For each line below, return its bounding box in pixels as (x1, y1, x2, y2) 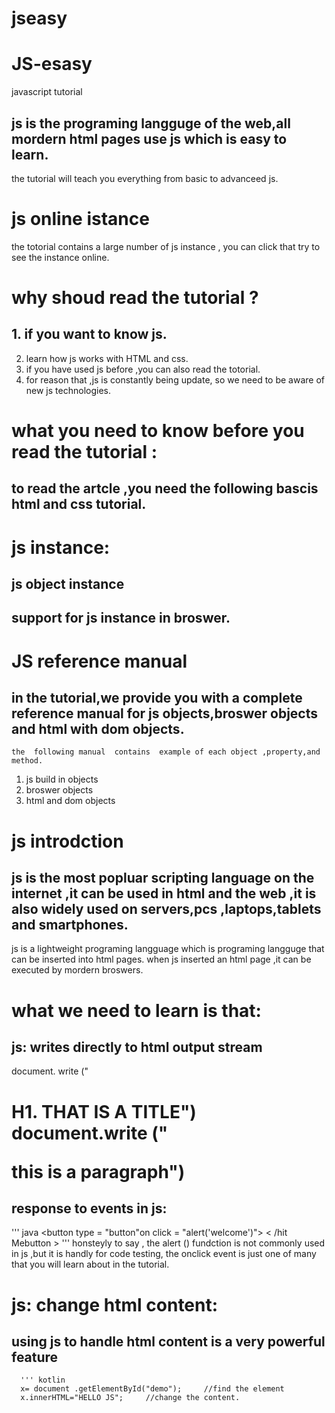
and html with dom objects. (11, 721, 185, 737)
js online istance (11, 208, 150, 231)
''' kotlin (20, 1375, 66, 1386)
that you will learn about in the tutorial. (11, 1258, 170, 1271)
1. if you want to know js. (11, 326, 168, 343)
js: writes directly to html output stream (11, 1039, 263, 1056)
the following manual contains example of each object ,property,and (11, 747, 321, 757)
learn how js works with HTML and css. (25, 352, 189, 364)
